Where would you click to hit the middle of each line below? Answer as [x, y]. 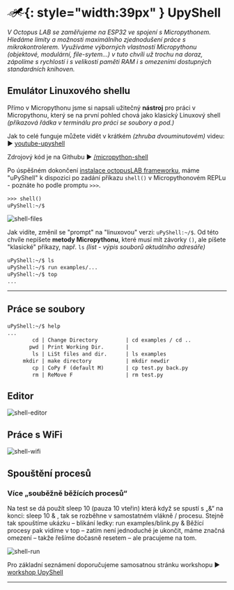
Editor [21, 396]
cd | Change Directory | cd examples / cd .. [112, 340]
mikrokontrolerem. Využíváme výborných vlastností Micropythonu [102, 47]
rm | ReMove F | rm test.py [98, 375]
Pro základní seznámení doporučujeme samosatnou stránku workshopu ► [114, 564]
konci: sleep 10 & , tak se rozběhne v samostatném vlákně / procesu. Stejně [116, 516]
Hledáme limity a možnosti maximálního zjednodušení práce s [96, 39]
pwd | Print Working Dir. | [79, 347]
